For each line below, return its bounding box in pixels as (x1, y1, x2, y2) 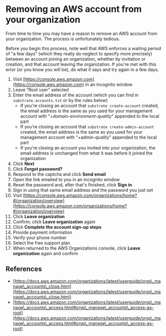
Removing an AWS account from (5, 3, 142, 15)
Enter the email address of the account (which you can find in (12, 92, 139, 98)
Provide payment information (12, 229, 72, 235)
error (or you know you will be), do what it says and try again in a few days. (5, 66, 159, 73)
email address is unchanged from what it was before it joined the (20, 150, 153, 156)
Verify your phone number (12, 235, 67, 241)
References (5, 265, 42, 273)
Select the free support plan (12, 240, 70, 246)
